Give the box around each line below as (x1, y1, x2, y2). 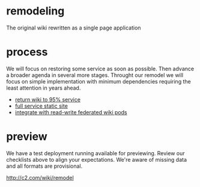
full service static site (14, 102, 68, 109)
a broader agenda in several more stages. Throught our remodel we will (6, 71, 184, 79)
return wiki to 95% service (14, 96, 81, 103)
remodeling (6, 4, 65, 18)
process (6, 45, 48, 59)
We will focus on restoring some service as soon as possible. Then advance (6, 65, 194, 72)
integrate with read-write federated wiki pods (14, 108, 127, 115)
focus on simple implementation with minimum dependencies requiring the (6, 78, 191, 85)
